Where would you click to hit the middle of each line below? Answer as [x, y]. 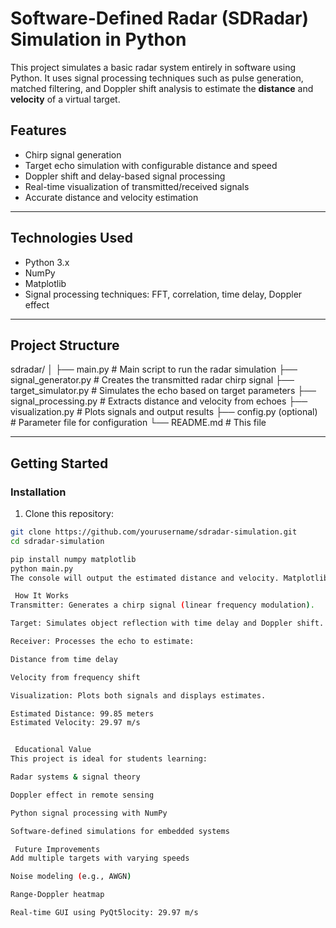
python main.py [42, 568]
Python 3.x [47, 262]
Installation [38, 492]
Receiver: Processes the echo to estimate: [102, 642]
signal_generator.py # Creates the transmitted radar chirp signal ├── [152, 380]
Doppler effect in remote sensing [82, 795]
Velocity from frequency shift [75, 677]
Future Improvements [57, 849]
